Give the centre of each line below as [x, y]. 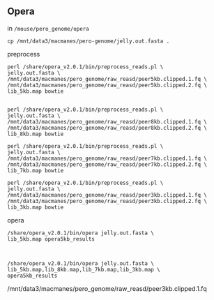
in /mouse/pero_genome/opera [48, 28]
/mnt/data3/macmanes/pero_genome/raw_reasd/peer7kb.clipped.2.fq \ [107, 164]
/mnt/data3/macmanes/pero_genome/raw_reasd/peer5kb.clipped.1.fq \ [107, 79]
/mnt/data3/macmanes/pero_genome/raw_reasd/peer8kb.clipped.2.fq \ [107, 128]
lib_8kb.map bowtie [36, 134]
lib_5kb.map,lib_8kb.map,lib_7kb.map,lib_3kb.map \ [84, 269]
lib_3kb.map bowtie [36, 207]
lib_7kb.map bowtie [36, 170]
